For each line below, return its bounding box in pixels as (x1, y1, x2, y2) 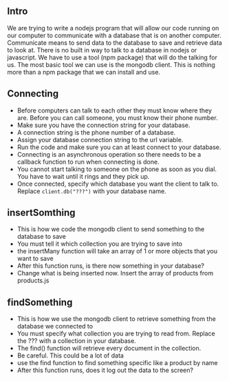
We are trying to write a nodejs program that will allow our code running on (7, 23, 219, 32)
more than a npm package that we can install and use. (7, 68, 160, 76)
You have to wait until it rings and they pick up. (17, 172, 150, 180)
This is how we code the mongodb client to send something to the (17, 225, 205, 233)
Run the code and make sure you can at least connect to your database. (17, 143, 221, 151)
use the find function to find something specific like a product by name (17, 359, 218, 367)
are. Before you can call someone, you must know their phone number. (17, 113, 218, 121)
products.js (17, 276, 50, 285)
